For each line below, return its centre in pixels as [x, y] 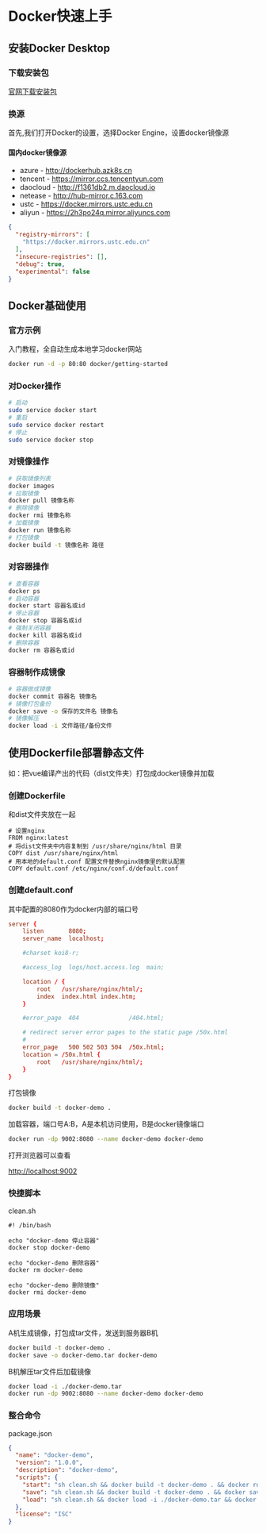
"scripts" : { [37, 1477]
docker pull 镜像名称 [42, 501]
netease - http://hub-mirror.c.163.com [81, 196]
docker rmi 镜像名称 [40, 516]
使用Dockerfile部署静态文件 [76, 752]
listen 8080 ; [55, 931]
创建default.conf [41, 890]
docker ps [25, 591]
